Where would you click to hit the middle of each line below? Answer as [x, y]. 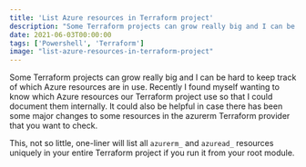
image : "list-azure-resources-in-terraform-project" [112, 52]
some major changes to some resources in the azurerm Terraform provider [150, 116]
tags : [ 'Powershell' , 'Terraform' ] [77, 43]
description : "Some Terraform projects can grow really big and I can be [153, 26]
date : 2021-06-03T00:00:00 [61, 34]
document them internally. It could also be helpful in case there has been [146, 106]
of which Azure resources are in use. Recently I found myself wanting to [145, 87]
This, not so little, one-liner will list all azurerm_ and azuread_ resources [142, 143]
